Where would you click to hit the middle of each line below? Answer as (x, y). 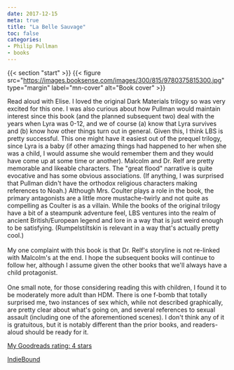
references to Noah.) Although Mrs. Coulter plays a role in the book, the (111, 191)
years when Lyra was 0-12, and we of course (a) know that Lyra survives (112, 123)
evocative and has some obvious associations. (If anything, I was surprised (116, 175)
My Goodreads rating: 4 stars (50, 345)
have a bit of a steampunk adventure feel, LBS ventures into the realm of (112, 213)
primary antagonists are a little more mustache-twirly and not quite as (108, 198)
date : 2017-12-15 (33, 14)
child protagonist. (33, 272)
